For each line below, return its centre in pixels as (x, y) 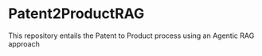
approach (24, 43)
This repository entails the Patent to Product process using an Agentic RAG (131, 35)
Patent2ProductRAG (76, 14)
